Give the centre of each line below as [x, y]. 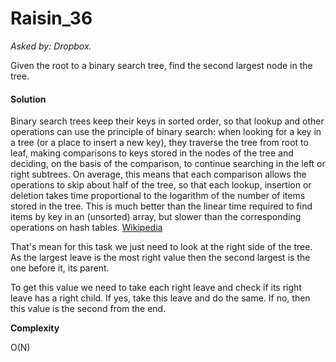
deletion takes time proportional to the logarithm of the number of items [158, 196]
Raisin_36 [51, 18]
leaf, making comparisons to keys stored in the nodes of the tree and [152, 153]
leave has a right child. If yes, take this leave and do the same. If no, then [160, 298]
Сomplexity [35, 328]
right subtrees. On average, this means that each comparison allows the [158, 174]
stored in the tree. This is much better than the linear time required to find [161, 206]
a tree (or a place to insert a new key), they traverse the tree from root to [159, 143]
